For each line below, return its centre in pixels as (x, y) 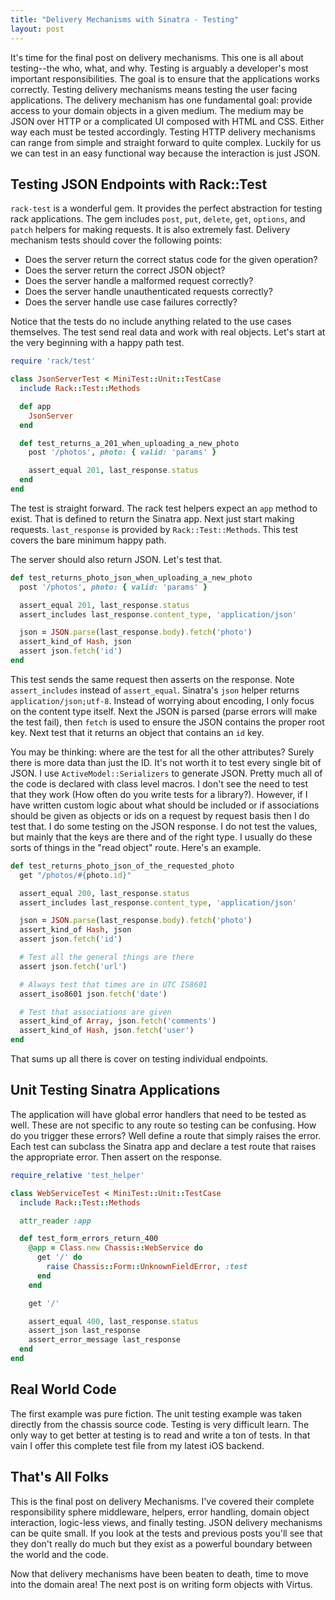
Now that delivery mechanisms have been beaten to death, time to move (159, 1573)
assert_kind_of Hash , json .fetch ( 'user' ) (107, 1031)
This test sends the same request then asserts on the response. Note (152, 679)
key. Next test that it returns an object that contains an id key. (137, 732)
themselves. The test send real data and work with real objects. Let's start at (168, 332)
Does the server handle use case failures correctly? (131, 302)
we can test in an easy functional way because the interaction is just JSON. (165, 153)
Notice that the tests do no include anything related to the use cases (151, 322)
